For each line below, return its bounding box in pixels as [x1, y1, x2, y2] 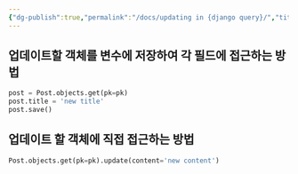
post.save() [8, 106, 52, 115]
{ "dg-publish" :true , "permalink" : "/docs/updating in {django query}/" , [8, 12, 276, 22]
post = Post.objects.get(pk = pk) [8, 89, 128, 98]
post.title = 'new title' [8, 97, 104, 107]
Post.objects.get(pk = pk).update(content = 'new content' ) [8, 156, 220, 165]
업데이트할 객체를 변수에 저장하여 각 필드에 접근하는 [8, 48, 273, 63]
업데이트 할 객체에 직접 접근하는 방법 [8, 132, 195, 147]
